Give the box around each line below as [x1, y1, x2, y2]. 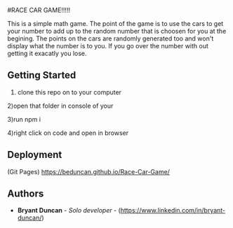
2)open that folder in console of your [7, 101, 114, 110]
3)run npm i [7, 115, 41, 123]
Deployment [7, 149, 62, 161]
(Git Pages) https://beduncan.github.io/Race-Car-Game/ [7, 167, 171, 176]
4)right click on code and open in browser [7, 129, 129, 137]
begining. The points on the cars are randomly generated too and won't [7, 34, 214, 43]
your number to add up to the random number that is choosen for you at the [7, 27, 227, 35]
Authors [7, 188, 44, 200]
